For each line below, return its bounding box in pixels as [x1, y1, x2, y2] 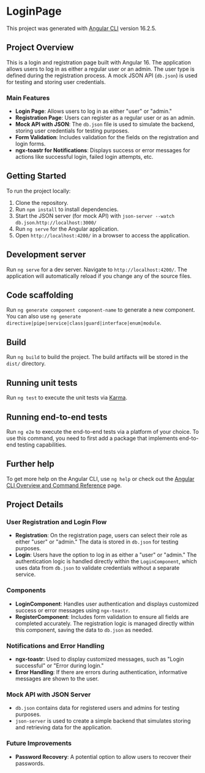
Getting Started [6, 171, 67, 182]
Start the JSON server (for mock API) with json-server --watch [15, 212, 175, 219]
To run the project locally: [6, 187, 71, 194]
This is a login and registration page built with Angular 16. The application [6, 58, 192, 66]
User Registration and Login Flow [6, 518, 107, 526]
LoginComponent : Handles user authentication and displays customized [15, 600, 199, 607]
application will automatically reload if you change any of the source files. [6, 272, 192, 280]
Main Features [6, 93, 50, 102]
